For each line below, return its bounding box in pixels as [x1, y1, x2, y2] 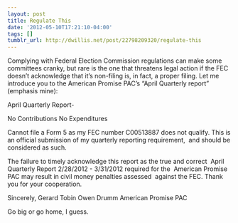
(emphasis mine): [7, 87, 58, 95]
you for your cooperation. [7, 180, 82, 189]
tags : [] [7, 30, 33, 38]
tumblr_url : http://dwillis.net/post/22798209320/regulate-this [7, 37, 202, 44]
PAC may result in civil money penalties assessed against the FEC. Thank [7, 172, 224, 181]
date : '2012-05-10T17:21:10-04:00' [7, 24, 113, 31]
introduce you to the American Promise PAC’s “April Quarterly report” [7, 79, 210, 88]
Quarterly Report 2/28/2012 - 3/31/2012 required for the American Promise [7, 165, 228, 173]
